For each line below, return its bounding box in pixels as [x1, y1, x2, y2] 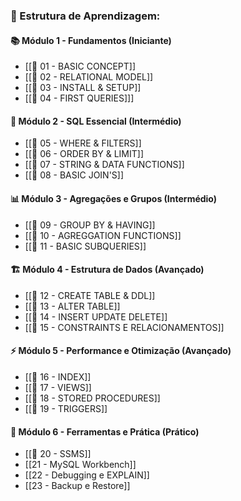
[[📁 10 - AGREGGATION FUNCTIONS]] [24, 229, 182, 241]
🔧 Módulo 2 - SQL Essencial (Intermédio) [10, 115, 182, 127]
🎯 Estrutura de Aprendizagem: [10, 9, 161, 23]
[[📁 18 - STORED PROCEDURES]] [24, 392, 161, 404]
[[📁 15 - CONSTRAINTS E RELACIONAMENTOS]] [24, 321, 225, 333]
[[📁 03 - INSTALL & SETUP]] [24, 82, 142, 94]
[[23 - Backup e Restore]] [24, 480, 131, 492]
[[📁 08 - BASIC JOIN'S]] [24, 169, 125, 181]
